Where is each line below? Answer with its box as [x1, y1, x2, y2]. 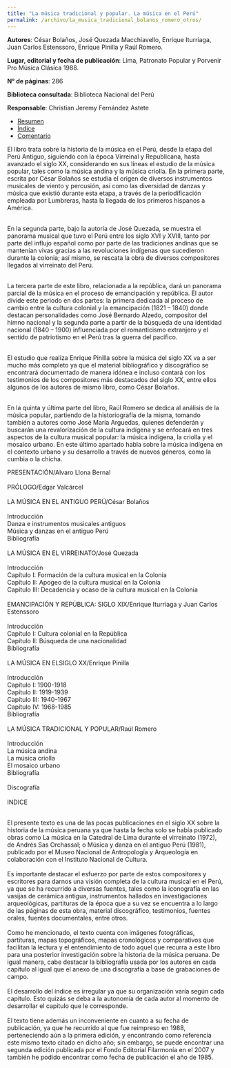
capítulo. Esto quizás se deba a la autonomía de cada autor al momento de [7, 994, 219, 1002]
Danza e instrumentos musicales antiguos [7, 519, 126, 527]
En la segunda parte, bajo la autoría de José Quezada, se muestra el [7, 224, 201, 232]
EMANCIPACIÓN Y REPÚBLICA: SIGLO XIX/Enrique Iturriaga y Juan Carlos [7, 600, 219, 608]
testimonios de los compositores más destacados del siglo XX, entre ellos [7, 375, 217, 383]
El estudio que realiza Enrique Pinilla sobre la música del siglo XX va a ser [7, 353, 217, 362]
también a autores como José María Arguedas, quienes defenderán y [7, 418, 204, 426]
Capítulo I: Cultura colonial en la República [7, 629, 128, 638]
